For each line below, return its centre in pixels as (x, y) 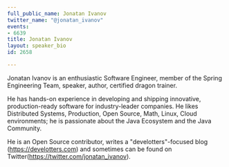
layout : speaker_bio (37, 46)
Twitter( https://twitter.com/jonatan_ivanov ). (69, 156)
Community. (25, 128)
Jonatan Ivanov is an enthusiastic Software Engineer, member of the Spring (115, 78)
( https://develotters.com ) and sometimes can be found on (90, 149)
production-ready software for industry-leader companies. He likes (103, 106)
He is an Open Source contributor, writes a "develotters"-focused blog (108, 141)
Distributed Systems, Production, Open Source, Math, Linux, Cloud (102, 113)
